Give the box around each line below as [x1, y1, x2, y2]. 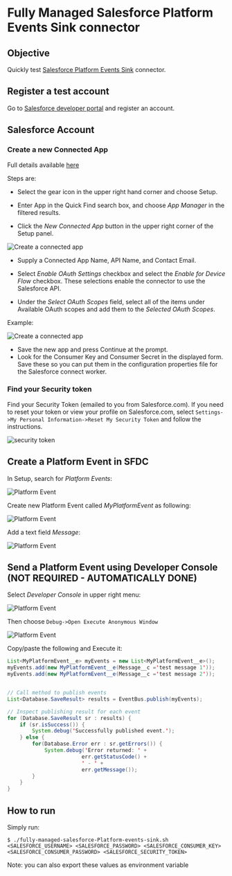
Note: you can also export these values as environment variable [7, 861, 189, 869]
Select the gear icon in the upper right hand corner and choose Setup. [17, 187, 218, 195]
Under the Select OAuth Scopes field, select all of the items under [17, 297, 206, 306]
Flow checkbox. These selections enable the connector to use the [17, 277, 206, 285]
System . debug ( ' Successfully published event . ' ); [32, 728, 175, 735]
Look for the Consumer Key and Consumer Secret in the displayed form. [17, 352, 224, 361]
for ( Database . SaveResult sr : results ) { [7, 715, 132, 721]
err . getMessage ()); [81, 766, 138, 773]
